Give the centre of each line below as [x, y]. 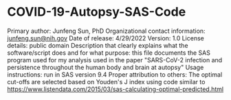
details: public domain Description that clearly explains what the [98, 45]
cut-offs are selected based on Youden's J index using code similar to [106, 82]
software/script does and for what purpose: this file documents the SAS [109, 53]
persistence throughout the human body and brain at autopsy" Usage [106, 67]
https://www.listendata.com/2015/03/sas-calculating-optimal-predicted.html [115, 89]
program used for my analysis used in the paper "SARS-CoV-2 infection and [115, 60]
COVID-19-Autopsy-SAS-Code [97, 12]
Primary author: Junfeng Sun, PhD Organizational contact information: [106, 31]
